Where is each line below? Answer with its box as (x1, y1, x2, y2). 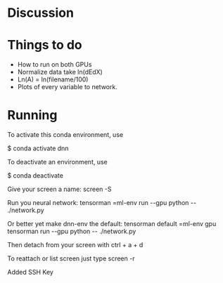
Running (7, 107, 58, 124)
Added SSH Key (7, 268, 54, 277)
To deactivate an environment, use (7, 158, 108, 166)
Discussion (7, 5, 74, 21)
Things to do (7, 37, 82, 53)
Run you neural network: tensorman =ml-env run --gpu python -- (7, 199, 197, 207)
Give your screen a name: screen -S (7, 185, 112, 194)
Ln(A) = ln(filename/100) (17, 75, 89, 84)
